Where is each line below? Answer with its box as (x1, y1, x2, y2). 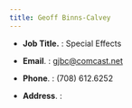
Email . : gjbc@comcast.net (22, 55, 124, 66)
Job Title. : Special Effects (22, 38, 122, 49)
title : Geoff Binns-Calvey (9, 13, 111, 22)
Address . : (22, 90, 62, 101)
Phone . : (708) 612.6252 (22, 73, 114, 84)
